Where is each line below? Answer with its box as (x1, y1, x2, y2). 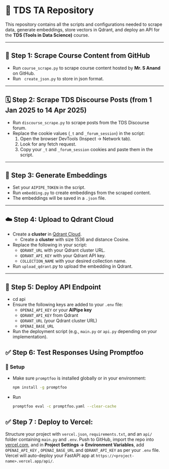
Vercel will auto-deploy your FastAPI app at (5, 452, 95, 459)
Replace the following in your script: (12, 242, 87, 248)
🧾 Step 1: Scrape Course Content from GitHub (5, 52, 150, 60)
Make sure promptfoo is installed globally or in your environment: (12, 375, 146, 381)
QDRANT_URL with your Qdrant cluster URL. (20, 247, 106, 253)
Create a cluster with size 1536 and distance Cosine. (20, 237, 130, 243)
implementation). (12, 334, 48, 340)
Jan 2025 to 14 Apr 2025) (5, 106, 87, 115)
